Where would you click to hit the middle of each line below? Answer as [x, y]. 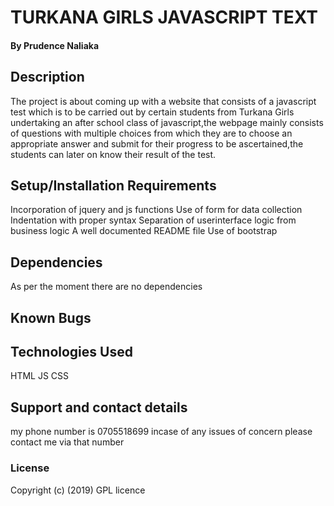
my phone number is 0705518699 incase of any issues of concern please [161, 432]
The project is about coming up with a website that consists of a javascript [163, 101]
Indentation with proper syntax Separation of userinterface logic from [153, 220]
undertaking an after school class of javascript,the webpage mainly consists [167, 122]
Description [47, 77]
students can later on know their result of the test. [113, 154]
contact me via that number [67, 442]
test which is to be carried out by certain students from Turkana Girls [152, 112]
